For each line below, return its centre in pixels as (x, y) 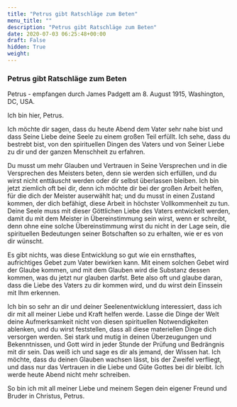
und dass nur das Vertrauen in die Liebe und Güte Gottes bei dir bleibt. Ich (116, 367)
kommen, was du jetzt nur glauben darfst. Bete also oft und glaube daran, (115, 277)
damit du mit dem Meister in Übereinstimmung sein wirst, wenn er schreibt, (117, 218)
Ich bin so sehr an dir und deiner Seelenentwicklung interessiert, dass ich (115, 307)
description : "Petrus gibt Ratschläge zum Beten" (82, 27)
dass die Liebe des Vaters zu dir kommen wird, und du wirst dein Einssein (115, 285)
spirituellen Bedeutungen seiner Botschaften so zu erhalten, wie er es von (115, 234)
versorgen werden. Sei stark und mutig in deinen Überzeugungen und (109, 337)
